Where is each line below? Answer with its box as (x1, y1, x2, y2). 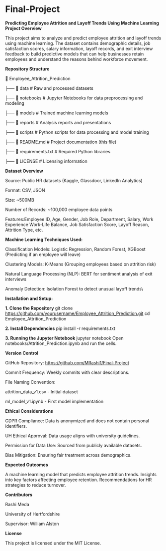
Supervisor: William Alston (5, 521, 59, 527)
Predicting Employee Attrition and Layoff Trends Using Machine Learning (5, 20, 159, 26)
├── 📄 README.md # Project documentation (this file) (5, 139, 117, 145)
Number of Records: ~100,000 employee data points (5, 206, 113, 213)
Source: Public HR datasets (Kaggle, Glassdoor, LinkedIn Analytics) (5, 177, 143, 183)
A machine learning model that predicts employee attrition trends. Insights (5, 471, 157, 477)
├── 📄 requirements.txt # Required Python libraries (5, 148, 111, 154)
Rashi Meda (5, 501, 30, 507)
